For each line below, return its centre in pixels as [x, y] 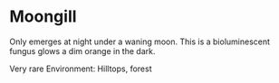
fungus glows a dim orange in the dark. [82, 51]
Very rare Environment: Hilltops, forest [81, 69]
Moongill [43, 17]
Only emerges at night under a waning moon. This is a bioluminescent [139, 41]
